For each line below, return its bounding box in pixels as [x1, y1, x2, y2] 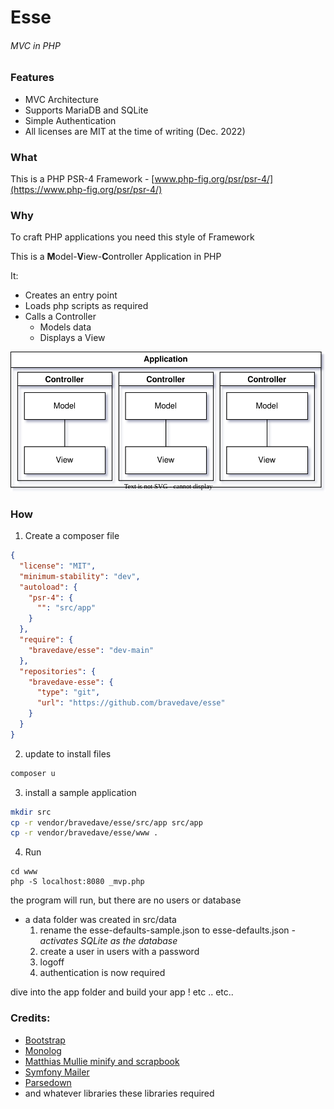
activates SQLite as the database [39, 935, 178, 947]
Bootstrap [24, 1034, 66, 1046]
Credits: [10, 1011, 51, 1025]
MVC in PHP [10, 39, 61, 51]
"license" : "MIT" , [19, 561, 97, 571]
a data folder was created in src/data [24, 914, 177, 926]
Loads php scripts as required [24, 300, 149, 312]
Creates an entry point [24, 289, 118, 301]
